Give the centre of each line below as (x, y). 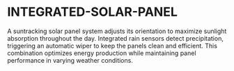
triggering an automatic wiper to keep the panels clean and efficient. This (112, 45)
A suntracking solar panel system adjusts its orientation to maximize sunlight (117, 31)
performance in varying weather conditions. (70, 60)
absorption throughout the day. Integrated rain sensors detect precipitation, (116, 38)
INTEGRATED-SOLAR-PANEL (92, 12)
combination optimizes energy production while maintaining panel (102, 53)
